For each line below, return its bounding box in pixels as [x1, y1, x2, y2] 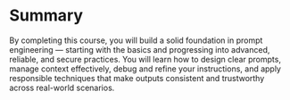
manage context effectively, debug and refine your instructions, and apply [9, 63, 281, 74]
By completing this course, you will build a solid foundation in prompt [9, 35, 263, 46]
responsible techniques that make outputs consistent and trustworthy [9, 72, 265, 83]
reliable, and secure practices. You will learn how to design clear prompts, [9, 54, 281, 64]
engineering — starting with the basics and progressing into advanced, [9, 44, 270, 54]
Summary [9, 5, 83, 26]
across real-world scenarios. [9, 82, 115, 93]
